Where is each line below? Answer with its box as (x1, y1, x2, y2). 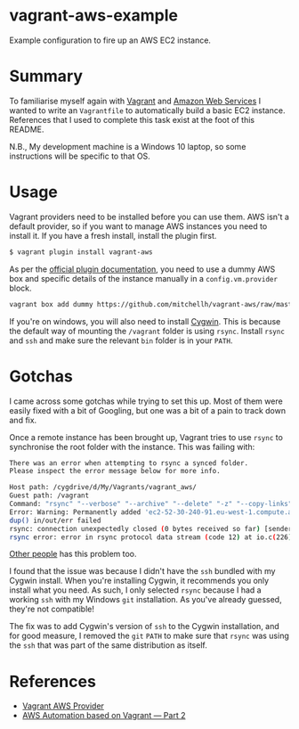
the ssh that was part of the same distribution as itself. (9, 640, 207, 651)
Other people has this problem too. (9, 549, 137, 560)
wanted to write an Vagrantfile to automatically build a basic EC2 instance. (9, 104, 286, 116)
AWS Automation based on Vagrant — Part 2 (21, 710, 186, 721)
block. (9, 283, 33, 293)
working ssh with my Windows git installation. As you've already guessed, (9, 594, 282, 605)
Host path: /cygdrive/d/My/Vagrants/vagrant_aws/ (9, 483, 198, 492)
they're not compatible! (9, 603, 95, 615)
